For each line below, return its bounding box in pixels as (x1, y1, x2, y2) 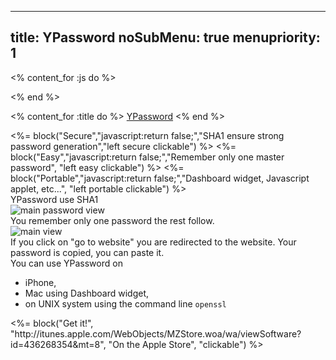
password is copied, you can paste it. (10, 246, 165, 258)
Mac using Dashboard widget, (24, 287, 150, 299)
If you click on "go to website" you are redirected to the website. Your (10, 236, 297, 248)
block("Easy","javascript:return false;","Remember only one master (10, 151, 285, 163)
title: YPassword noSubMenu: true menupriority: (10, 29, 321, 46)
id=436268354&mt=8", (10, 338, 107, 350)
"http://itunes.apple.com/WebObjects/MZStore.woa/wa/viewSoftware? (10, 327, 302, 340)
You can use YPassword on (10, 257, 123, 269)
